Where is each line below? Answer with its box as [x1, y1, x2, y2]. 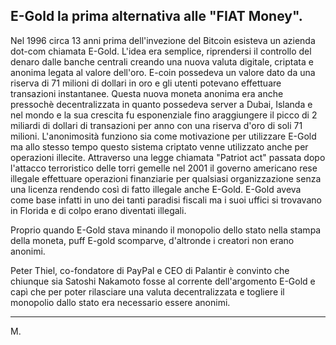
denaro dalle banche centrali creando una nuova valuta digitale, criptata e [10, 55, 314, 68]
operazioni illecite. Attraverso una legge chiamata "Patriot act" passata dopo [10, 151, 326, 163]
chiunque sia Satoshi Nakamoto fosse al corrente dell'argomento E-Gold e [10, 275, 316, 287]
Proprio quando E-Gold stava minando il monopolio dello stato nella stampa [10, 224, 322, 236]
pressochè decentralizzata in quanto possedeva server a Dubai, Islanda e [10, 98, 313, 110]
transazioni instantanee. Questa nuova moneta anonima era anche [10, 87, 284, 99]
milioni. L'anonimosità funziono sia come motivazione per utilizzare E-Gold [10, 130, 317, 142]
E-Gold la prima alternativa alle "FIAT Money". [10, 8, 303, 25]
